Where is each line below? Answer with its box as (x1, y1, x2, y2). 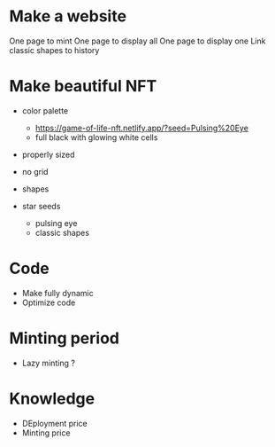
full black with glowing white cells (34, 131, 158, 143)
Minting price (21, 427, 71, 438)
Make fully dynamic (21, 287, 95, 298)
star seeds (21, 200, 61, 211)
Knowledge (9, 388, 95, 409)
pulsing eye (34, 217, 78, 228)
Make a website (9, 6, 126, 27)
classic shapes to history (9, 44, 100, 55)
